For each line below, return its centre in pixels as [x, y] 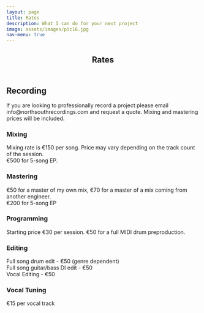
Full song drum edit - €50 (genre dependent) [63, 262]
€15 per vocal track [31, 303]
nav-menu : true [26, 35]
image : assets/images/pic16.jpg [47, 29]
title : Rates [23, 18]
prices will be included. [36, 118]
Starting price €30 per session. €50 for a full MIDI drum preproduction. [96, 232]
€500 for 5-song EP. [32, 160]
